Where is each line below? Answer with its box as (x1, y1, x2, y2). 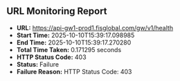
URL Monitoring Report (6, 5, 108, 17)
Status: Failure (16, 60, 60, 68)
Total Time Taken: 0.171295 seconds (16, 45, 122, 54)
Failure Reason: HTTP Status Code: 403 (16, 67, 132, 76)
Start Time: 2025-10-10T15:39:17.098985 (16, 31, 135, 39)
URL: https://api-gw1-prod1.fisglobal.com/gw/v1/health (16, 23, 174, 32)
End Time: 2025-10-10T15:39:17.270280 (16, 38, 132, 47)
